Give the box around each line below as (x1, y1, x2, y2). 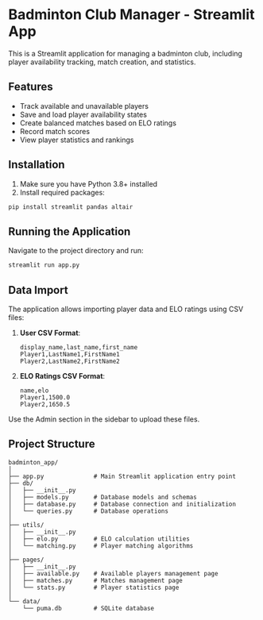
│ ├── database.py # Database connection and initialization (8, 500, 237, 508)
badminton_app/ (8, 458, 59, 466)
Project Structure (8, 437, 95, 451)
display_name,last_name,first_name (19, 343, 138, 351)
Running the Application (8, 225, 131, 238)
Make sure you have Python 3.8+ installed (19, 179, 157, 188)
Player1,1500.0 (19, 393, 71, 402)
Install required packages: (19, 187, 105, 197)
